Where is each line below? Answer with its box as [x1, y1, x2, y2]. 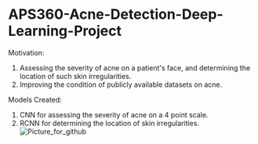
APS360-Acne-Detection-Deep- [8, 5, 223, 23]
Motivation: [8, 48, 45, 57]
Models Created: [8, 95, 63, 104]
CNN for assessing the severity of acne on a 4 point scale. [19, 110, 209, 119]
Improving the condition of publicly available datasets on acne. [19, 80, 222, 89]
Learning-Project [8, 22, 122, 40]
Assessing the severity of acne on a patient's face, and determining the [19, 63, 251, 72]
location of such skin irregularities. [19, 71, 132, 81]
